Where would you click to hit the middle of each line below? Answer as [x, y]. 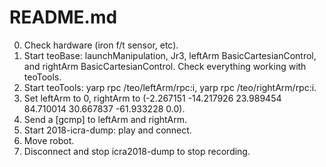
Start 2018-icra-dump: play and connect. [107, 130]
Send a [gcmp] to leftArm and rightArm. [105, 119]
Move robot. [49, 140]
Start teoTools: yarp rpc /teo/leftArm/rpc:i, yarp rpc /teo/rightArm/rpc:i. [170, 87]
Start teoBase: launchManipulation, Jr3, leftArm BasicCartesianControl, [170, 55]
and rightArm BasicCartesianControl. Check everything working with [165, 66]
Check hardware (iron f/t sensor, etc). [101, 45]
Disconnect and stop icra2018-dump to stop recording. [137, 151]
